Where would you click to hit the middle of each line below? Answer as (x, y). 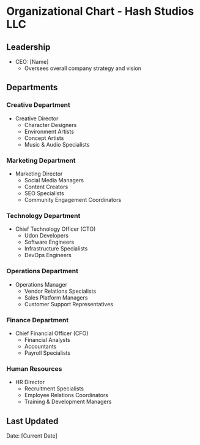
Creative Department (38, 105)
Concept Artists (44, 138)
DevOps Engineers (48, 255)
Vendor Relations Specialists (60, 291)
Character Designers (50, 125)
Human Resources (34, 368)
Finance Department (38, 320)
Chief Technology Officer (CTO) (55, 229)
